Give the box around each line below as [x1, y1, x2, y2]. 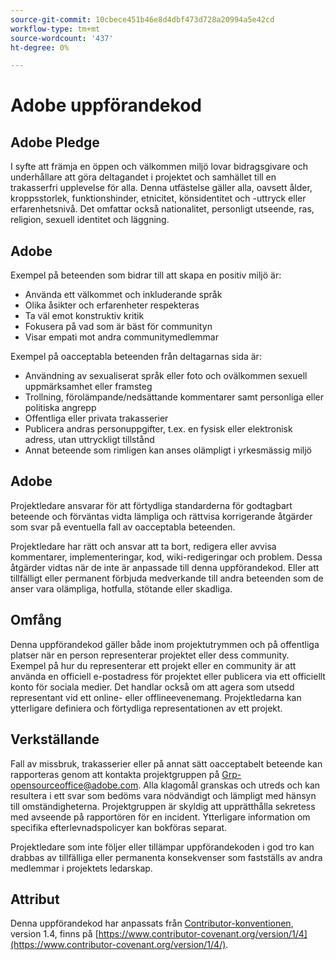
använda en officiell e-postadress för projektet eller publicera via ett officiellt [10, 670, 326, 682]
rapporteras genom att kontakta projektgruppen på [10, 768, 220, 780]
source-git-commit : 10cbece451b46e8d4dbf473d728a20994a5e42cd [10, 14, 275, 25]
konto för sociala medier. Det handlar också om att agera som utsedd [10, 681, 295, 693]
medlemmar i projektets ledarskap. [10, 862, 153, 874]
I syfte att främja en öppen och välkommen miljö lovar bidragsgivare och [10, 161, 308, 173]
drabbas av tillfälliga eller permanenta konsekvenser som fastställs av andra [10, 851, 323, 863]
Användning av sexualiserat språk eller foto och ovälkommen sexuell [24, 370, 308, 382]
